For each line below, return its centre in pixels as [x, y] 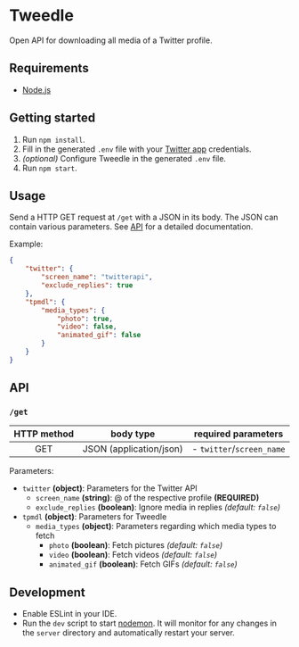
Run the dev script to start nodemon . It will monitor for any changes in [149, 623]
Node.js [36, 89]
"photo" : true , [85, 319]
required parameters [239, 434]
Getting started [53, 118]
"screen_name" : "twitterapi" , [97, 278]
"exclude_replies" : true [87, 286]
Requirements [49, 68]
